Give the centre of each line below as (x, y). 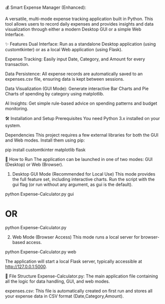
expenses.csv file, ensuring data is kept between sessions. (65, 79)
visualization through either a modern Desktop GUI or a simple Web (73, 29)
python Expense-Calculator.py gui (40, 194)
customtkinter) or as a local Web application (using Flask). (64, 49)
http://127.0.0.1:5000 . (26, 266)
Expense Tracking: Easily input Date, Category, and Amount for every (75, 59)
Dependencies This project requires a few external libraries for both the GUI (82, 135)
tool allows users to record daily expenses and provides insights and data (79, 24)
